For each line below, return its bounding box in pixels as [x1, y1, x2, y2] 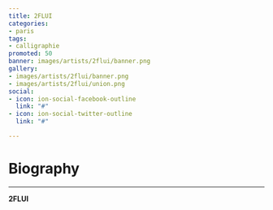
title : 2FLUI [8, 11, 53, 20]
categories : [8, 19, 49, 28]
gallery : [8, 65, 38, 73]
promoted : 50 [8, 49, 53, 58]
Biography [8, 160, 80, 178]
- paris [8, 27, 35, 35]
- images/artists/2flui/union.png [8, 79, 126, 88]
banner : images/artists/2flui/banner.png [8, 58, 151, 66]
